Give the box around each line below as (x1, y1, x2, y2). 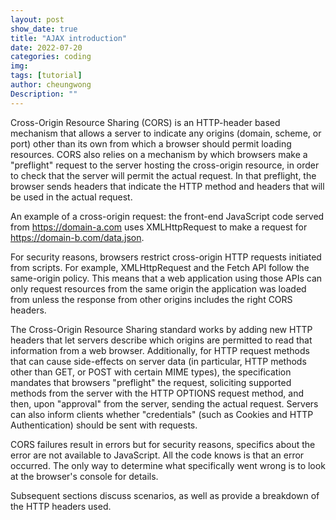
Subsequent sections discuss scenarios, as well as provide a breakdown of (10, 489, 320, 501)
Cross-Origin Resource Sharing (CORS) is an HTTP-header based (10, 116, 281, 128)
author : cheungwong (10, 80, 92, 90)
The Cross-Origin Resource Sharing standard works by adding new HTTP (10, 323, 313, 335)
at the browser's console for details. (10, 470, 159, 482)
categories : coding (10, 52, 92, 62)
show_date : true (10, 24, 78, 34)
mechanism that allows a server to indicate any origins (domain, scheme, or (10, 127, 322, 139)
